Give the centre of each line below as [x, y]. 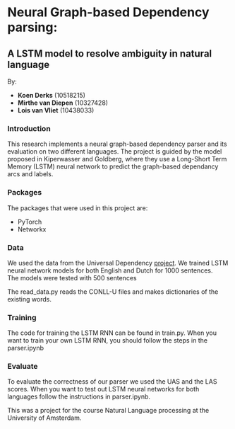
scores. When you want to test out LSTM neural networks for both [103, 389]
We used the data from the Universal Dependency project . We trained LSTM [118, 263]
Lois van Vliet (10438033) [56, 110]
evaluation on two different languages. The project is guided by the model [115, 151]
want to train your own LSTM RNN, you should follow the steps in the [108, 341]
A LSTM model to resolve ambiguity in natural [110, 53]
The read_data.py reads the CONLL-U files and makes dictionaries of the [113, 292]
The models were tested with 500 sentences [72, 278]
